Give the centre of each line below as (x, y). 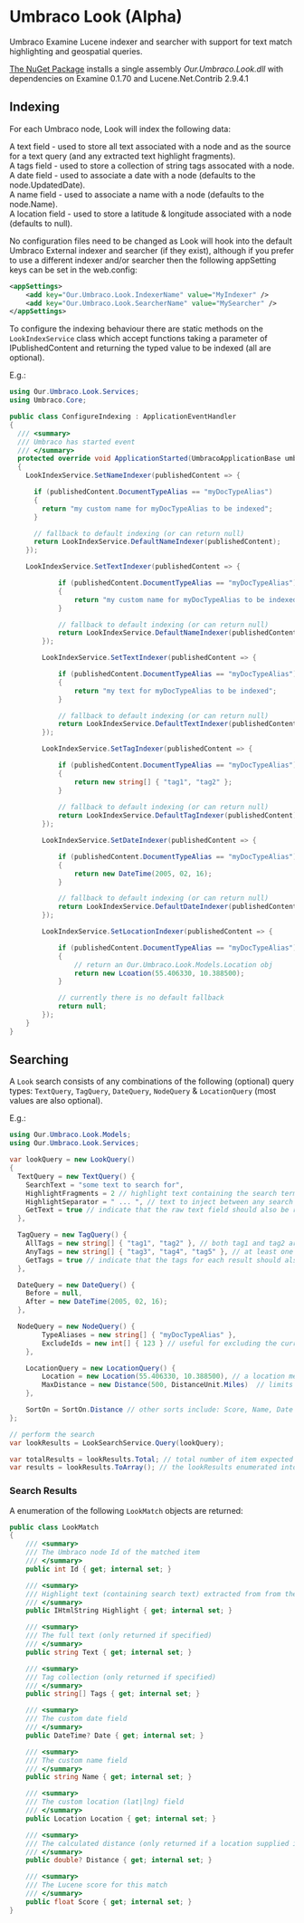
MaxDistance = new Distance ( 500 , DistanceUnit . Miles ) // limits (168, 1385)
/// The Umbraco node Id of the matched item (113, 1553)
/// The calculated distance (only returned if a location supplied (157, 1843)
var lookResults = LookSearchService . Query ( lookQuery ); (117, 1443)
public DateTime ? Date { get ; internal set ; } (115, 1736)
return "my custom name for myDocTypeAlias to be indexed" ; (157, 509)
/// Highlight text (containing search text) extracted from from (153, 1594)
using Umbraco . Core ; (48, 400)
